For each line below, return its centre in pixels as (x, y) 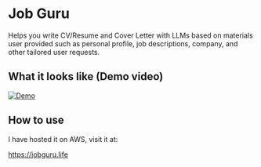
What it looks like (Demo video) (86, 76)
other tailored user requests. (54, 52)
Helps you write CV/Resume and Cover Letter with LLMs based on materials (130, 35)
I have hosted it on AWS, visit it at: (63, 139)
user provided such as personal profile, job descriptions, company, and (123, 43)
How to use (36, 120)
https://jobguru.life (38, 154)
